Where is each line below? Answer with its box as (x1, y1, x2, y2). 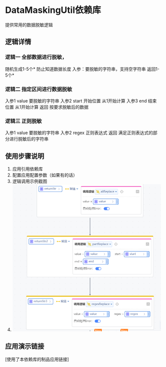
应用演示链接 (5, 342, 44, 351)
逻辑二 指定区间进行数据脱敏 (5, 86, 73, 92)
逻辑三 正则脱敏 (5, 117, 42, 124)
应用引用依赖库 (12, 166, 43, 172)
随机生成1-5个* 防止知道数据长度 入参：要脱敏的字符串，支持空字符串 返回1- (5, 66, 160, 72)
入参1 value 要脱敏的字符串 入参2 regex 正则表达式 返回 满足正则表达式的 (5, 130, 153, 136)
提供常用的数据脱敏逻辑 (5, 22, 53, 28)
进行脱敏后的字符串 (9, 136, 48, 142)
